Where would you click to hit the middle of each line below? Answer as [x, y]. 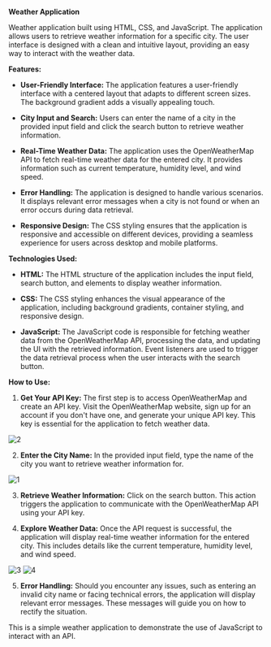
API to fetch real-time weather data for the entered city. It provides [131, 159]
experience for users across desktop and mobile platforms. [119, 243]
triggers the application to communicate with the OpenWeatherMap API [140, 504]
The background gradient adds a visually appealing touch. [117, 102]
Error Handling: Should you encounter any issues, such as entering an [138, 586]
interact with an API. [42, 636]
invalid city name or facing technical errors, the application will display [138, 594]
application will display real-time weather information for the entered [135, 537]
